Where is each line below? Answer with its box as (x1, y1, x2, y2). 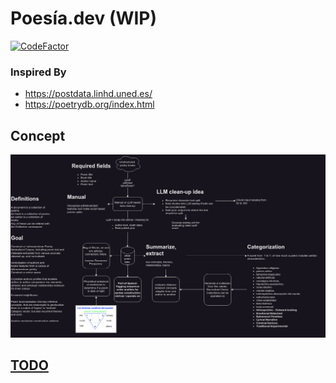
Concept (10, 127, 66, 144)
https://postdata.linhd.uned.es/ (24, 88, 153, 100)
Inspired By (10, 65, 67, 79)
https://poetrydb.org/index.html (24, 98, 155, 111)
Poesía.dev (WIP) (10, 7, 158, 30)
